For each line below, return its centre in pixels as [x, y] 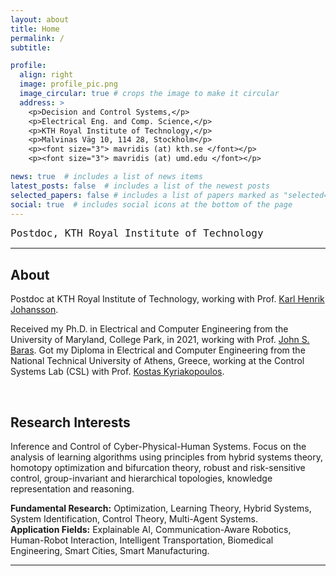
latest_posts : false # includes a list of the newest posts [140, 186]
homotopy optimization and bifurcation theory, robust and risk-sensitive [158, 467]
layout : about [40, 19]
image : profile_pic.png [68, 84]
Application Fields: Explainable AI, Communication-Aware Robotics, [151, 529]
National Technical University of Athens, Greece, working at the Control [157, 361]
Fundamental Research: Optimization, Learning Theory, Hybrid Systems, [161, 508]
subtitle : [31, 47]
